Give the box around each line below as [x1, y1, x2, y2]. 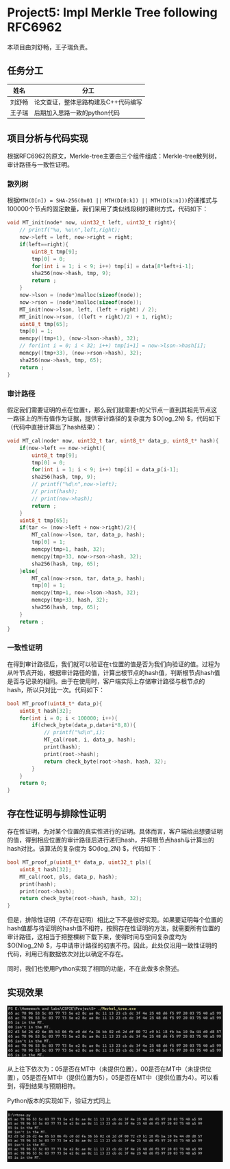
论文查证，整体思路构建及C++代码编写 [34, 97, 142, 106]
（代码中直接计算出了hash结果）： [7, 423, 102, 431]
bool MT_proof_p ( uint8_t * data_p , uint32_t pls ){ [7, 859, 152, 866]
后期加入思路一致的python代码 [34, 108, 120, 117]
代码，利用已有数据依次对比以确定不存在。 [7, 950, 127, 958]
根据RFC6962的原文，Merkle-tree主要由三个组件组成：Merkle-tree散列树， [7, 152, 220, 161]
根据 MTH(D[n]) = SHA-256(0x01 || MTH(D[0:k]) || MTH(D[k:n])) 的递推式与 [7, 196, 218, 204]
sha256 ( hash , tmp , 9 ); [31, 473, 97, 481]
